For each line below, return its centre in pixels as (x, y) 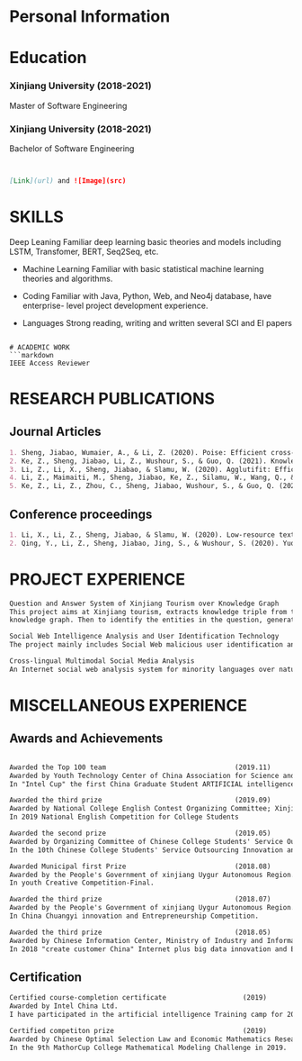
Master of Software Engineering (68, 105)
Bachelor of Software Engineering (72, 148)
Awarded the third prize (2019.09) (140, 800)
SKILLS (37, 217)
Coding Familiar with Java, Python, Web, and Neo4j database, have (147, 295)
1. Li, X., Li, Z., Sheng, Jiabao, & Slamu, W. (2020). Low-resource (142, 535)
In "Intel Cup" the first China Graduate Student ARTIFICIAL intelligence (152, 784)
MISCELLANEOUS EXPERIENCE (129, 705)
